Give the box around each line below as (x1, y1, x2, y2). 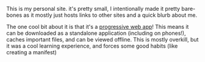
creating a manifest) (6, 49, 57, 56)
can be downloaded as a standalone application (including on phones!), (6, 29, 186, 37)
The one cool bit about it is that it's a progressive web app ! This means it (6, 23, 189, 30)
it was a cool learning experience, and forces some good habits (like (6, 42, 178, 49)
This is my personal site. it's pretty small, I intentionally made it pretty (6, 5, 181, 12)
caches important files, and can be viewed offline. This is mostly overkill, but (6, 36, 199, 43)
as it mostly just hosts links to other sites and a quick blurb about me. (23, 11, 197, 19)
